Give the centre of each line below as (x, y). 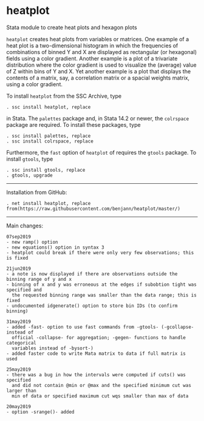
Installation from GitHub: (37, 192)
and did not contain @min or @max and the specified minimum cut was (101, 385)
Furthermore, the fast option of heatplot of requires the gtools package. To (101, 152)
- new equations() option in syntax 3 (55, 247)
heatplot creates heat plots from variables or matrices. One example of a (98, 39)
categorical (21, 343)
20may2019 (19, 406)
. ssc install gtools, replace (46, 170)
